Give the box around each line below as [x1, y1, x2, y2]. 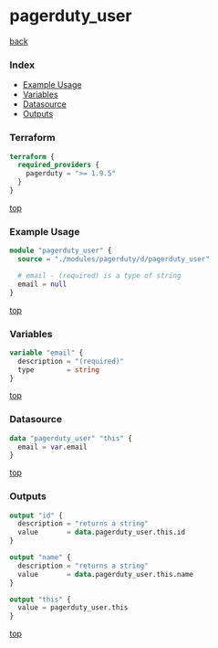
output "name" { [9, 553, 71, 562]
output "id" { [9, 511, 64, 520]
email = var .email [17, 442, 88, 451]
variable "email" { [9, 348, 84, 357]
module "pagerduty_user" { [9, 246, 112, 256]
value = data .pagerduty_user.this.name [17, 569, 194, 579]
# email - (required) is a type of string [17, 271, 182, 280]
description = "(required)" [17, 356, 125, 366]
